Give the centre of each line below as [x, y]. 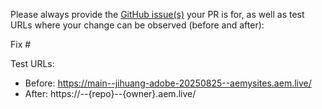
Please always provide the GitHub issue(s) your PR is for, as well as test [157, 14]
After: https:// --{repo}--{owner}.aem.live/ [110, 93]
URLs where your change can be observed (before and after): [137, 25]
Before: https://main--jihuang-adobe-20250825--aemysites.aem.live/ [168, 83]
